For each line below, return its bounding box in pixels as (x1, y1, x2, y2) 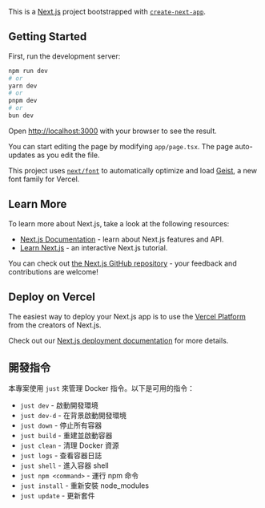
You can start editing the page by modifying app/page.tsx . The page (8, 141, 234, 151)
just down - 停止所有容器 (19, 421, 102, 430)
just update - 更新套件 (19, 491, 95, 501)
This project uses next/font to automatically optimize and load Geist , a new (8, 165, 258, 175)
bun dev (8, 112, 34, 120)
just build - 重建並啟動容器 (19, 431, 113, 441)
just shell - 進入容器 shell (19, 461, 110, 470)
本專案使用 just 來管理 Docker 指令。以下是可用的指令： (8, 384, 195, 393)
